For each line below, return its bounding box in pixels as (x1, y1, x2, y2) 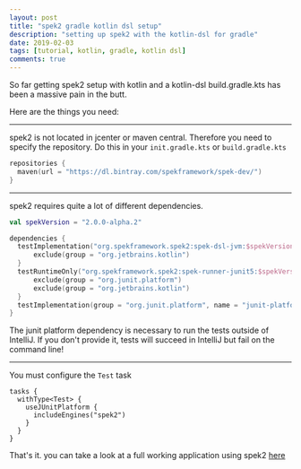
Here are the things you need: (9, 107, 119, 117)
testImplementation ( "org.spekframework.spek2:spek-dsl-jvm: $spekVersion (17, 242, 295, 251)
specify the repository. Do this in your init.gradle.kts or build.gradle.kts (9, 142, 287, 152)
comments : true (9, 55, 66, 64)
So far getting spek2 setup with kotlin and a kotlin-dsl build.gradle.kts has (9, 80, 281, 90)
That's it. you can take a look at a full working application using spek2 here (9, 450, 286, 461)
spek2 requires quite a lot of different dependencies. (9, 200, 203, 211)
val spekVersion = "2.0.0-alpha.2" (9, 217, 142, 227)
